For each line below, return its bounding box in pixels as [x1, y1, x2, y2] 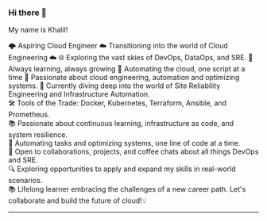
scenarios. [8, 176, 43, 185]
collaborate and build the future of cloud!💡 [8, 196, 147, 205]
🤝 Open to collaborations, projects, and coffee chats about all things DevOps [8, 147, 259, 157]
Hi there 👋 [8, 7, 48, 18]
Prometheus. [8, 110, 50, 120]
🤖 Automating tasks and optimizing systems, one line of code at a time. [8, 139, 241, 148]
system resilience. [8, 130, 68, 139]
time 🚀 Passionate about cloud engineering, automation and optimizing [8, 73, 240, 82]
